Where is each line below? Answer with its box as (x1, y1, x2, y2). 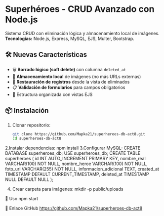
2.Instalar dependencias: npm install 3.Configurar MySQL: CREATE (5, 145, 141, 151)
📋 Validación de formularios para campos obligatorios (12, 84, 125, 90)
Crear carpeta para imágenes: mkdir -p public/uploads (12, 186, 123, 192)
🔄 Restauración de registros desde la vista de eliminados (12, 79, 130, 85)
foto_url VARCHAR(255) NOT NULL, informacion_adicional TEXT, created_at (5, 166, 160, 172)
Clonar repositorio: (12, 122, 51, 128)
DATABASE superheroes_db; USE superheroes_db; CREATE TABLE (5, 150, 141, 156)
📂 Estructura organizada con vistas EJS (12, 91, 93, 97)
